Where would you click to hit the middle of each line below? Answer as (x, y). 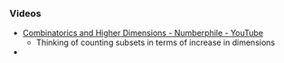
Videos (25, 13)
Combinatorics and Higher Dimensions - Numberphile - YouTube (143, 33)
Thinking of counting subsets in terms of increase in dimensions (156, 42)
